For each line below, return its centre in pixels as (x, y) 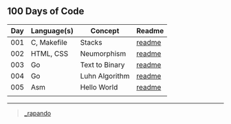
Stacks (91, 42)
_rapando (37, 113)
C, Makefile (49, 42)
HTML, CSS (49, 53)
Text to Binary (102, 65)
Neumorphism (103, 53)
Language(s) (52, 30)
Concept (105, 30)
